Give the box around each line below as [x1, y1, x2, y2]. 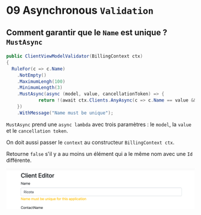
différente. [6, 156, 32, 164]
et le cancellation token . [6, 127, 69, 134]
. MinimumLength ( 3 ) [17, 85, 63, 91]
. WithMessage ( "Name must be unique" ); [17, 110, 114, 116]
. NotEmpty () [17, 72, 47, 78]
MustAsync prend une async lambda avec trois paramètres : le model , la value [6, 121, 191, 128]
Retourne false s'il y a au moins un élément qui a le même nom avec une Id [6, 150, 193, 157]
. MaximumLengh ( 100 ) [17, 78, 66, 84]
